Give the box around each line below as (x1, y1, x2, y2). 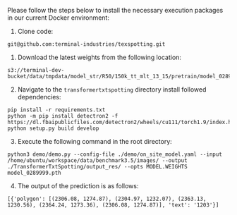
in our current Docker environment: (7, 13, 109, 22)
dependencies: (17, 93, 61, 101)
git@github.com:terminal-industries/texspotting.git (7, 41, 166, 48)
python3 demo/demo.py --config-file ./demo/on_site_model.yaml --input (7, 151, 222, 158)
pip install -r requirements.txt (7, 106, 106, 113)
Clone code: (17, 27, 54, 35)
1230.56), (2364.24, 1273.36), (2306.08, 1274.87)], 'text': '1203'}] (7, 202, 219, 209)
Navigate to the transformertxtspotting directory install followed (17, 85, 207, 94)
